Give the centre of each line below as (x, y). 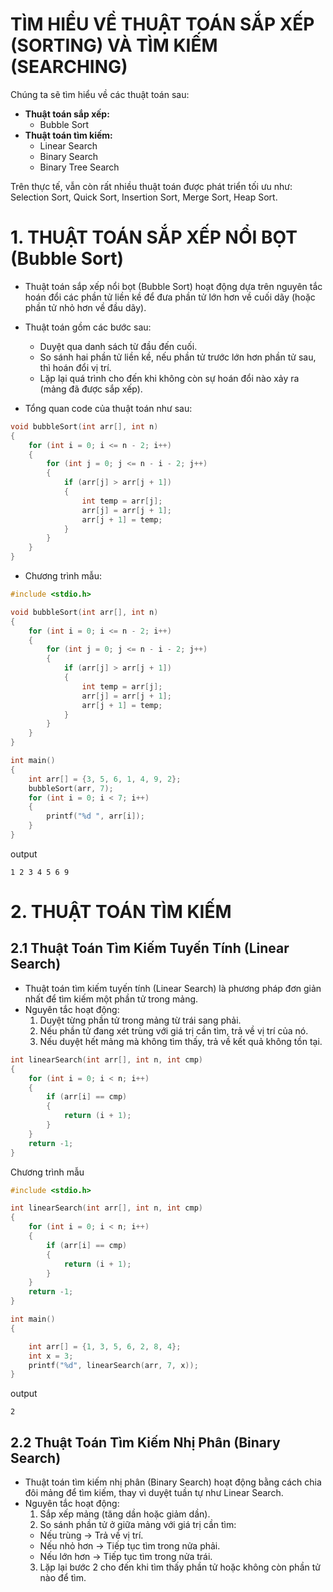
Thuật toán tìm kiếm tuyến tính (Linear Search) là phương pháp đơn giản (173, 988)
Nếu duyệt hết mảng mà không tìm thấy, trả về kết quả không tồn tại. (181, 1041)
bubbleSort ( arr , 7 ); (71, 788)
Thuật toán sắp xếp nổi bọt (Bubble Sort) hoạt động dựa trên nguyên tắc (173, 286)
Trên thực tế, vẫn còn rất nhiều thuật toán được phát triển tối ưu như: (151, 186)
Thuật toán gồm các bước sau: (88, 327)
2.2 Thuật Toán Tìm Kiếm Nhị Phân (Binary (145, 1442)
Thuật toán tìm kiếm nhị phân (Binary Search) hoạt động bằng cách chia (173, 1482)
